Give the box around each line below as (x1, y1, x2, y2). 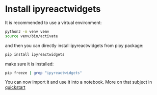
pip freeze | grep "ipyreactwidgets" (5, 70, 82, 75)
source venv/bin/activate (5, 33, 58, 39)
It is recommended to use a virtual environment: (5, 20, 102, 25)
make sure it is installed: (5, 61, 54, 67)
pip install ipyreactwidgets (5, 52, 65, 57)
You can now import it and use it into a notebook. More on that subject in (5, 79, 152, 85)
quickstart (5, 84, 26, 90)
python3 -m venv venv (5, 29, 50, 34)
